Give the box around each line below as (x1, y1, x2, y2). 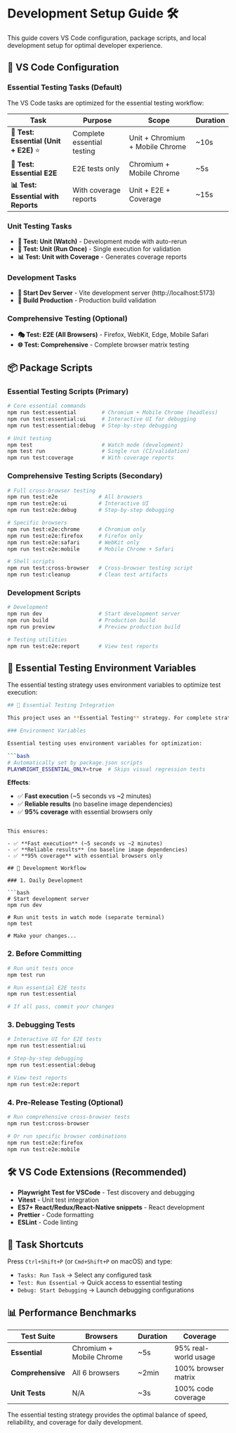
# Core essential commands (7, 402, 86, 410)
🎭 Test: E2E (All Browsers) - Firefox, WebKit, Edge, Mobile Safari (17, 330, 209, 338)
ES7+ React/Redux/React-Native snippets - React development (17, 1203, 205, 1212)
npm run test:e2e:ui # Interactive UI (7, 500, 150, 507)
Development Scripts (7, 588, 81, 598)
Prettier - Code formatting (17, 1211, 94, 1219)
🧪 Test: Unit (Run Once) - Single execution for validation (17, 244, 181, 253)
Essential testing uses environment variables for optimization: (7, 740, 202, 747)
